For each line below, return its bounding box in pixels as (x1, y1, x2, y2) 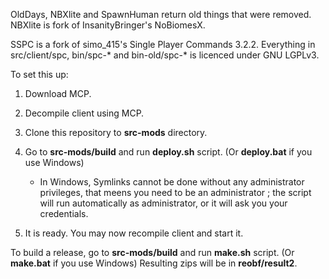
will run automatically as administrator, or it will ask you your (39, 197, 288, 209)
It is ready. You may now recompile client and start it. (24, 227, 244, 239)
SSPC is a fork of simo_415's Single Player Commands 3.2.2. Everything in (10, 39, 316, 50)
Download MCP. (24, 88, 92, 99)
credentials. (39, 208, 89, 219)
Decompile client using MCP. (24, 107, 145, 119)
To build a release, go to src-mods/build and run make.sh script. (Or (10, 247, 295, 258)
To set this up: (10, 69, 69, 80)
